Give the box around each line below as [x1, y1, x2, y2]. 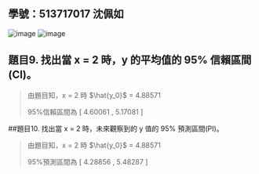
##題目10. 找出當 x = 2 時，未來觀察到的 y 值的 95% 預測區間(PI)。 [8, 124, 224, 133]
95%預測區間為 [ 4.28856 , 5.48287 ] [27, 157, 148, 166]
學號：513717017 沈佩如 [8, 7, 124, 21]
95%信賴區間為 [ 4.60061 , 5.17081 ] [27, 107, 144, 116]
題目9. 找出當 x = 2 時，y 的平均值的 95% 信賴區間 [8, 53, 252, 67]
